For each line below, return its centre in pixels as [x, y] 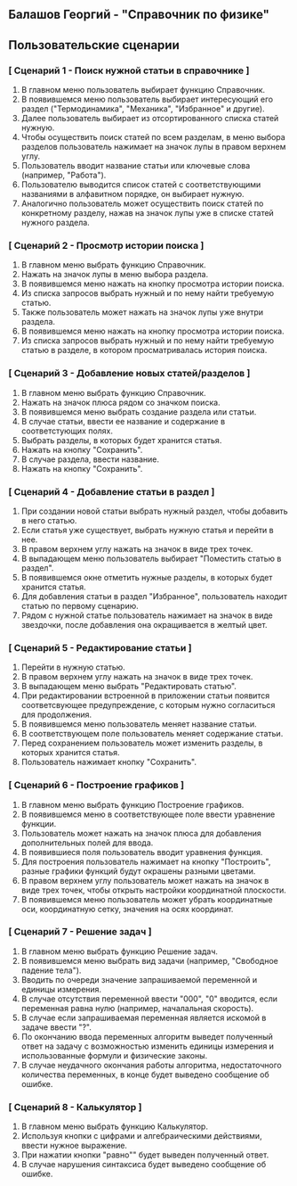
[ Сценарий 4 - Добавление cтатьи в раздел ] [112, 491]
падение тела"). [51, 970]
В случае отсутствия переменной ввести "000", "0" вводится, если [149, 999]
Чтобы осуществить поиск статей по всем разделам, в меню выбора [153, 137]
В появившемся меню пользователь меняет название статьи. [139, 724]
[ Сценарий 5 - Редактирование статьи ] [100, 647]
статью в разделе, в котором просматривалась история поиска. [144, 350]
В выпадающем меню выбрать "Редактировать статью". [129, 687]
